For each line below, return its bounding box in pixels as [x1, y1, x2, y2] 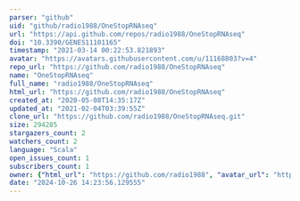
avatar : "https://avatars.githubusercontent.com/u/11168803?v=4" [9, 54, 257, 63]
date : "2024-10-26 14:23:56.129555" [9, 179, 146, 188]
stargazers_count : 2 [9, 129, 87, 138]
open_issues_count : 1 [9, 153, 90, 163]
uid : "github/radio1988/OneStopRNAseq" [9, 21, 158, 30]
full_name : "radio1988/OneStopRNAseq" [9, 79, 154, 88]
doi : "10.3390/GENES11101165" [9, 37, 122, 47]
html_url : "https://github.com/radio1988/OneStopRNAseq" [9, 87, 226, 96]
